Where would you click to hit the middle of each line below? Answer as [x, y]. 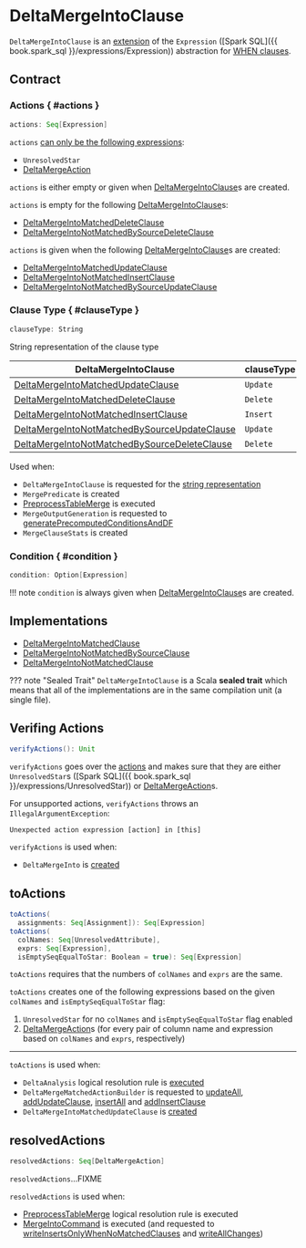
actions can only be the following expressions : [97, 141]
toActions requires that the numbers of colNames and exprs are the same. [146, 974]
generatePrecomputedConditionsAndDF [98, 523]
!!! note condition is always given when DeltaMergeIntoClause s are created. [152, 592]
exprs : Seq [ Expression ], [65, 948]
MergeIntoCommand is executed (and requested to [118, 1224]
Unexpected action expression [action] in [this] [106, 830]
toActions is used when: [55, 1065]
